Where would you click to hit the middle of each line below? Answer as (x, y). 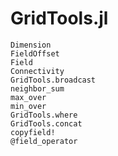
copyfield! (33, 132)
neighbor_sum (37, 88)
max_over (28, 97)
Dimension (31, 45)
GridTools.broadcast (53, 80)
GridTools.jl (59, 18)
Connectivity (37, 71)
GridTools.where (44, 115)
